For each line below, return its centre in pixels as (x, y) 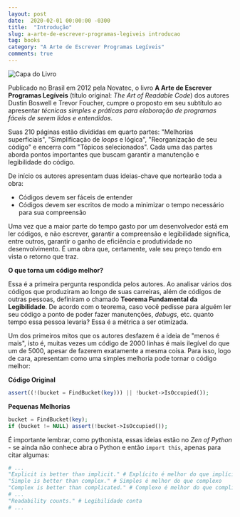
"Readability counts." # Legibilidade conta (75, 501)
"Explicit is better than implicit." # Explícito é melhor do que (109, 474)
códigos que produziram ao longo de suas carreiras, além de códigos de (115, 291)
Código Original (32, 380)
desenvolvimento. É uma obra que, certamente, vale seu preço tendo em (115, 249)
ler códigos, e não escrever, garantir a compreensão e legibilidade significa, (119, 234)
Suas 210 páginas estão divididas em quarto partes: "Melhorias (101, 132)
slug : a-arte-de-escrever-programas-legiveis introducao (94, 34)
